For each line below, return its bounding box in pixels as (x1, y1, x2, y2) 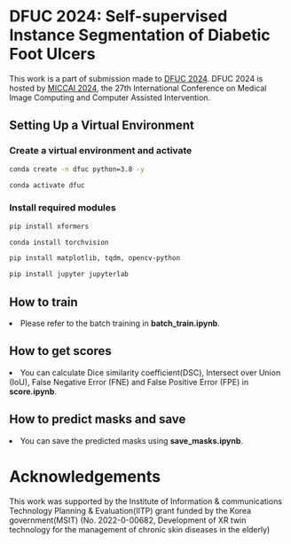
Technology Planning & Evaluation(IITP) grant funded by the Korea (9, 505, 251, 516)
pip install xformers (9, 222, 90, 231)
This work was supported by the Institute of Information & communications (9, 495, 282, 507)
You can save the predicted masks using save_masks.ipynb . (20, 435, 244, 445)
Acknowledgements (9, 466, 161, 486)
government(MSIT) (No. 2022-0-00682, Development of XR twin (9, 515, 247, 525)
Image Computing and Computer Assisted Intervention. (9, 91, 211, 103)
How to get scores (9, 343, 113, 359)
